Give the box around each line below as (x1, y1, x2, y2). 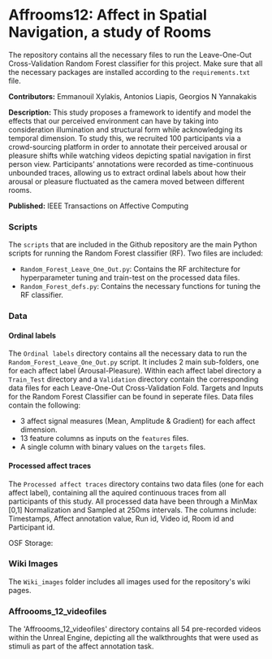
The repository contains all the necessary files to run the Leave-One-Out (8, 50, 252, 59)
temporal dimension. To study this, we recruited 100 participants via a (8, 133, 241, 143)
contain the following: (8, 400, 81, 410)
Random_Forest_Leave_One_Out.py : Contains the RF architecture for (19, 264, 241, 274)
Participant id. (8, 522, 55, 532)
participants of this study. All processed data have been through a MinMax (8, 496, 258, 506)
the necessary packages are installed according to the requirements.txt (8, 67, 251, 76)
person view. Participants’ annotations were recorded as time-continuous (8, 159, 254, 168)
